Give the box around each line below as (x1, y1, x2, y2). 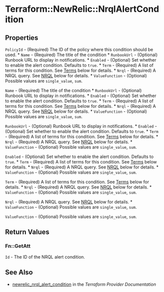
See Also (5, 268, 33, 277)
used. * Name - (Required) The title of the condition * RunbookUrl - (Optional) (5, 52, 158, 58)
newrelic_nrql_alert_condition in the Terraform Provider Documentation (12, 281, 156, 287)
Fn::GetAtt (5, 243, 31, 250)
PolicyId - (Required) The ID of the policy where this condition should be (5, 47, 154, 52)
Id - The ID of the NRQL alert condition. (5, 254, 85, 260)
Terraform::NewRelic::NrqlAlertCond (5, 3, 159, 15)
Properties (5, 33, 38, 42)
